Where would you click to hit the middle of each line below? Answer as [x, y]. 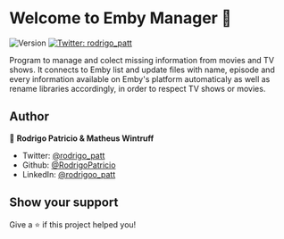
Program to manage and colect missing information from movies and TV [142, 60]
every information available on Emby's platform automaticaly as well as [140, 78]
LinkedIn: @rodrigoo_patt [69, 174]
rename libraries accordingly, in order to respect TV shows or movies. [138, 88]
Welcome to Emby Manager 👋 [121, 18]
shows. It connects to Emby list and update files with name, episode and [142, 70]
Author [29, 116]
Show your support [64, 203]
